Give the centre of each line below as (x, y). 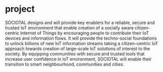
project (20, 9)
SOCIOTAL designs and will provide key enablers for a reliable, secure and (80, 23)
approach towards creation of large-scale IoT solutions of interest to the (78, 48)
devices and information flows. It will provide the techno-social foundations (81, 38)
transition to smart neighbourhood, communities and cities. (65, 64)
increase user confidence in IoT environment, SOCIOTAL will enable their (78, 59)
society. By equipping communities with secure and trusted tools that (75, 54)
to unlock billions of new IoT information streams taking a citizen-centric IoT (81, 43)
